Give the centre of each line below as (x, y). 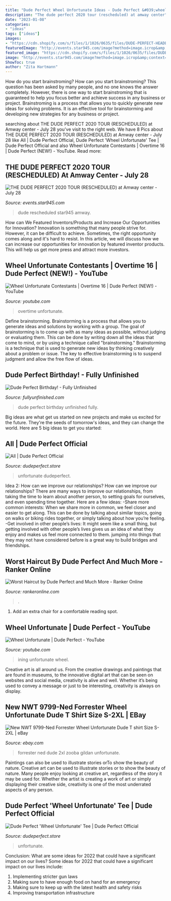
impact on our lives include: (34, 866)
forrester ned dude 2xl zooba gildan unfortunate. (69, 752)
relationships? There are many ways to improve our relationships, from (79, 491)
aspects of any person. (30, 790)
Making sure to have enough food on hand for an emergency (76, 882)
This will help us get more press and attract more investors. (67, 249)
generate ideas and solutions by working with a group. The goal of (75, 326)
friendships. (18, 545)
